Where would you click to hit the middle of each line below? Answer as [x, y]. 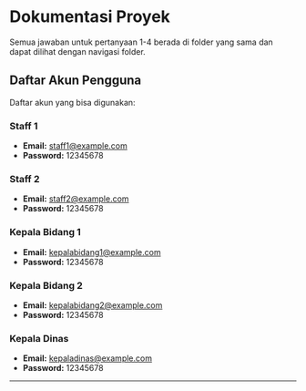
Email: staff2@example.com [76, 199]
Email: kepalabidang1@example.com [92, 252]
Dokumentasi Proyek [90, 17]
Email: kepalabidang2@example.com [92, 305]
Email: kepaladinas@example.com [87, 358]
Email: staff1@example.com [75, 146]
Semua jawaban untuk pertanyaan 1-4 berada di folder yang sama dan [141, 42]
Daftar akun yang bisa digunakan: [72, 102]
